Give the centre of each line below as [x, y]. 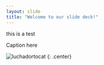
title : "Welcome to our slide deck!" [52, 17]
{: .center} [59, 56]
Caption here [22, 45]
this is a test [21, 33]
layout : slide [24, 11]
